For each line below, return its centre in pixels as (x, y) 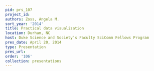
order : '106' (19, 56)
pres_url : (16, 51)
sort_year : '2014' (24, 24)
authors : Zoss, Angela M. (32, 19)
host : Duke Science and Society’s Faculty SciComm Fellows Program (77, 38)
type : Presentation (26, 47)
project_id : (18, 14)
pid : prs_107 (19, 10)
